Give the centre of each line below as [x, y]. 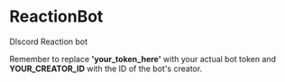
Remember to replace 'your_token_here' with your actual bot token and [143, 59]
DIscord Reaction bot [49, 41]
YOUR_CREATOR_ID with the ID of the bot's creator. [106, 68]
